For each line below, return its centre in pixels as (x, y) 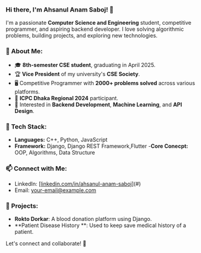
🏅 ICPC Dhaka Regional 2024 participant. (66, 98)
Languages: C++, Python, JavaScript (61, 139)
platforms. (27, 91)
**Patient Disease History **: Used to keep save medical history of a (100, 225)
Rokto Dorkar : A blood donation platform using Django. (83, 219)
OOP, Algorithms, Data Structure (55, 152)
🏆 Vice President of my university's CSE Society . (77, 74)
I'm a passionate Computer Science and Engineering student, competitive (98, 23)
